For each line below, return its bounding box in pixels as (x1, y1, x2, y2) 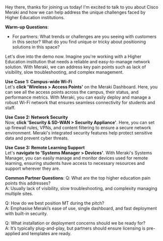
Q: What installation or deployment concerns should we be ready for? (5, 220, 146, 226)
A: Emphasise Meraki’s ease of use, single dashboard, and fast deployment (5, 206, 157, 211)
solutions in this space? (12, 44, 60, 50)
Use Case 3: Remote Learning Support (5, 145, 85, 150)
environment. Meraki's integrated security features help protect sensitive (5, 130, 153, 135)
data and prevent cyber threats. (5, 135, 69, 141)
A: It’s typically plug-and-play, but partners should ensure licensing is (5, 225, 146, 231)
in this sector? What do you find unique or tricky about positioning (12, 39, 146, 45)
